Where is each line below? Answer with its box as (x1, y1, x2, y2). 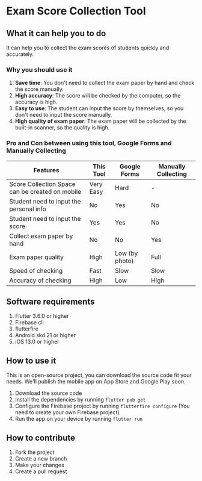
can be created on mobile (9, 187, 82, 196)
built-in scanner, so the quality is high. (14, 124, 110, 131)
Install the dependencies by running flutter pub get (14, 396, 146, 403)
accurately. (6, 51, 34, 58)
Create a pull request (14, 468, 67, 475)
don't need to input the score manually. (14, 111, 112, 119)
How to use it (6, 355, 57, 365)
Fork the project (14, 448, 55, 456)
